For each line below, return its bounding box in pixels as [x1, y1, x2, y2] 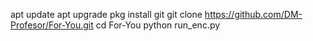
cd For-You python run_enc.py [95, 19, 221, 31]
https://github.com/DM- [204, 9, 303, 20]
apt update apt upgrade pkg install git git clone [10, 9, 203, 20]
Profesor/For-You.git [10, 19, 94, 31]
